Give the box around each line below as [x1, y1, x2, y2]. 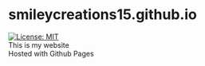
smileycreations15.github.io [8, 6, 197, 24]
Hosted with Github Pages [8, 49, 94, 58]
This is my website [8, 40, 69, 49]
